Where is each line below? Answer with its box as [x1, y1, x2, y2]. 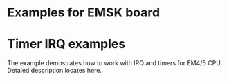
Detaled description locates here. [7, 67, 102, 75]
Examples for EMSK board [7, 5, 161, 21]
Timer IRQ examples [7, 36, 126, 52]
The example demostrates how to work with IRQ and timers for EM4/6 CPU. [7, 59, 223, 67]
